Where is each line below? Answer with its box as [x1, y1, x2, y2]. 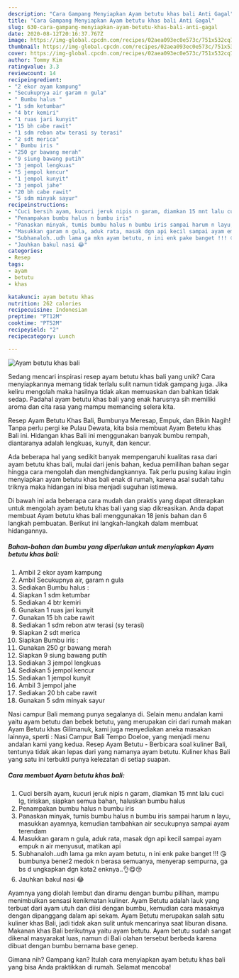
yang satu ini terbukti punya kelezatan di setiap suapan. [8, 755, 171, 763]
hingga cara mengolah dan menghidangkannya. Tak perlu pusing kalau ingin [8, 467, 231, 476]
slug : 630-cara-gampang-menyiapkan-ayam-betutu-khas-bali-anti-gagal [8, 23, 218, 30]
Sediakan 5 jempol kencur [18, 665, 95, 674]
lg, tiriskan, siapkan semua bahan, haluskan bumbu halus [18, 797, 186, 805]
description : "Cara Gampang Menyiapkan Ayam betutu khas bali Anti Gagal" [8, 10, 234, 18]
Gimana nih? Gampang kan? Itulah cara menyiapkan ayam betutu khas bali [8, 955, 226, 964]
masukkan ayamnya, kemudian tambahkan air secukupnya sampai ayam [18, 819, 230, 828]
